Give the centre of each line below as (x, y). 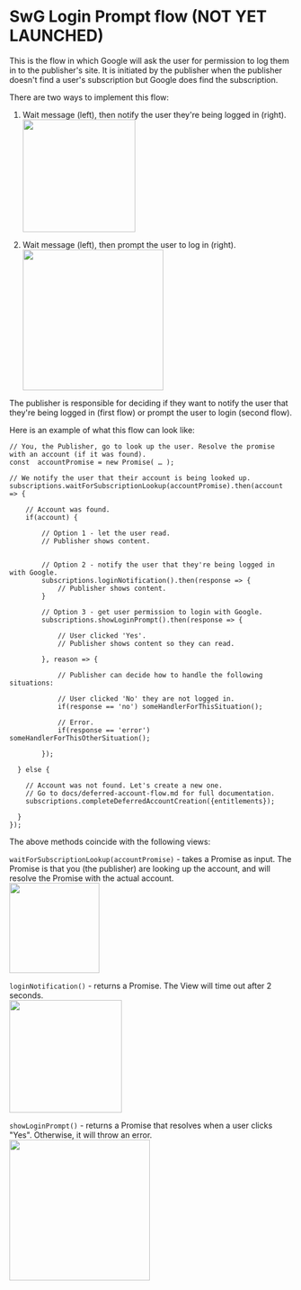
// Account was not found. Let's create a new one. (124, 786)
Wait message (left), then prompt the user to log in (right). (129, 244)
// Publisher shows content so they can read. (146, 643)
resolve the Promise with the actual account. (92, 878)
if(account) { (52, 517)
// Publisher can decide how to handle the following (160, 675)
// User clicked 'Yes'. (102, 636)
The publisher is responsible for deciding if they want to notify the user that (149, 403)
